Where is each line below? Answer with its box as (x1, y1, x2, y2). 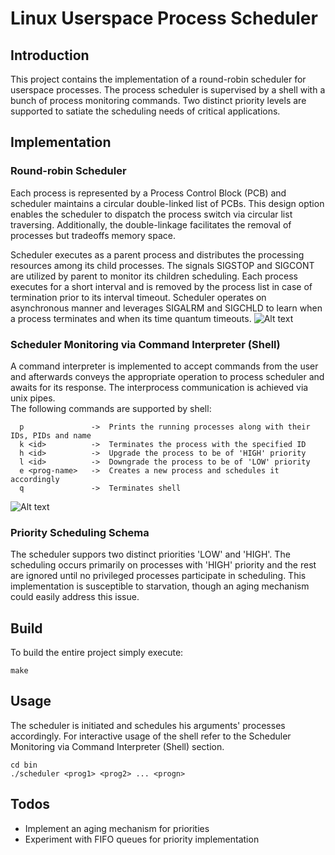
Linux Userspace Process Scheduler (10, 7, 318, 30)
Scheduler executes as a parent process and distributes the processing (10, 248, 305, 261)
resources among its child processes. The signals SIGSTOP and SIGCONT (10, 259, 315, 271)
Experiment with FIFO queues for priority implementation (24, 833, 260, 845)
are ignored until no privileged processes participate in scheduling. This (10, 570, 307, 582)
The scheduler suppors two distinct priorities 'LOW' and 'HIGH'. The (10, 548, 291, 561)
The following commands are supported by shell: (10, 402, 212, 414)
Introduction (10, 47, 90, 64)
